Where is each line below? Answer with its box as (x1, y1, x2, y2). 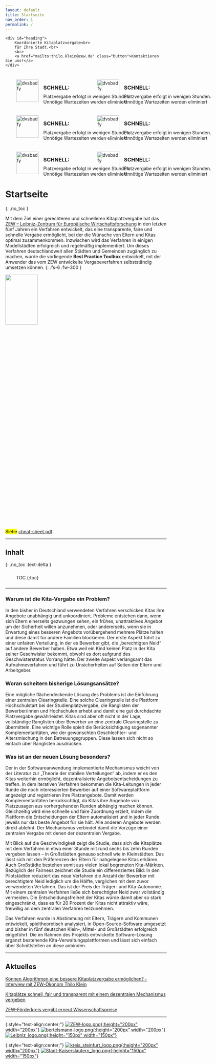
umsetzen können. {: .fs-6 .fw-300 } (5, 264, 82, 270)
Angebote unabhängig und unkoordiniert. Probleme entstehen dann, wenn (5, 613, 162, 619)
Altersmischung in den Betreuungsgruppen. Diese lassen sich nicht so (5, 735, 154, 741)
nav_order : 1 (5, 17, 33, 22)
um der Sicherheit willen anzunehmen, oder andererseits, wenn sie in (5, 623, 152, 630)
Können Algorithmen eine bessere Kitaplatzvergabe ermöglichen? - (5, 976, 147, 982)
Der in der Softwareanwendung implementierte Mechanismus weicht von (5, 765, 160, 771)
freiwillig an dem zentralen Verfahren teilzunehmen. (5, 905, 114, 912)
